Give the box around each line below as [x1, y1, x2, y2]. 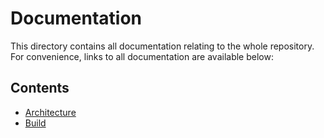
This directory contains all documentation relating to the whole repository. [10, 40, 315, 52]
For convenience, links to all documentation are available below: [10, 50, 274, 62]
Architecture [24, 106, 77, 118]
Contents [10, 80, 70, 97]
